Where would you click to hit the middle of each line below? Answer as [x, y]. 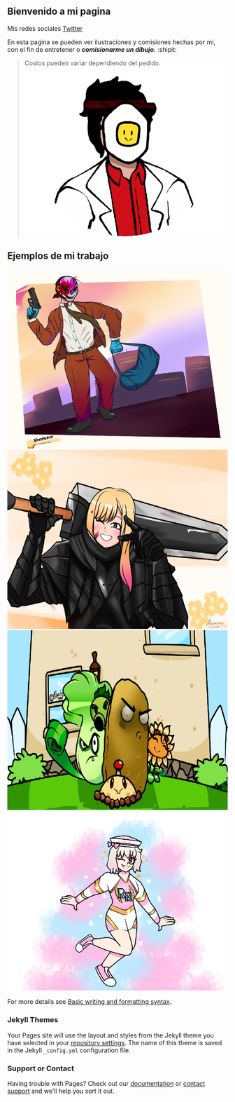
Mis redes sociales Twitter [45, 28]
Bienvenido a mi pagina [59, 12]
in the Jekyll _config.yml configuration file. [69, 1050]
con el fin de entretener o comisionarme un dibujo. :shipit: [92, 49]
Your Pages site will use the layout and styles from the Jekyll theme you [111, 1035]
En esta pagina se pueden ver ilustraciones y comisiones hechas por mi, [111, 42]
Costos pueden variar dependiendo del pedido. [92, 63]
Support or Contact [41, 1068]
